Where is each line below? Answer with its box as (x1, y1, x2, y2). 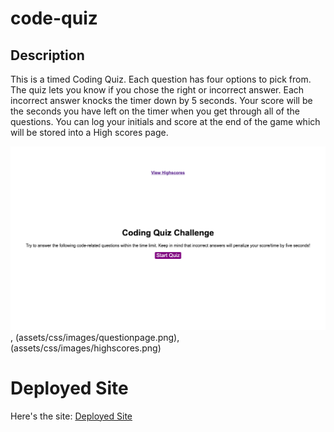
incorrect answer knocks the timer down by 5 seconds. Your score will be (10, 95, 313, 106)
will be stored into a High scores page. (10, 127, 169, 138)
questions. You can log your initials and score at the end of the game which (10, 116, 321, 127)
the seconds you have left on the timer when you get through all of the (10, 105, 300, 117)
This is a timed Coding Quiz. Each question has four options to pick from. (10, 73, 312, 85)
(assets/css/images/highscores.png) (10, 342, 162, 354)
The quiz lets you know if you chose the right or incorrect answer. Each (10, 84, 305, 96)
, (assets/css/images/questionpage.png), (10, 331, 180, 343)
